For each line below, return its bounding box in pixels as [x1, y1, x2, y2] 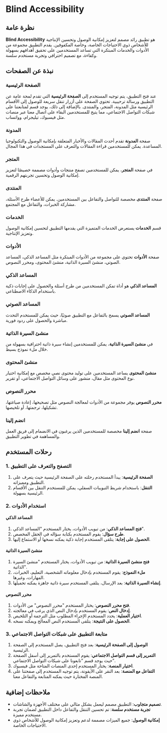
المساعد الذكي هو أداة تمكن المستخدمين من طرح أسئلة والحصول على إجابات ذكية [5, 283, 157, 289]
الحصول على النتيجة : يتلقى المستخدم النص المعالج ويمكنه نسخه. [12, 618, 131, 624]
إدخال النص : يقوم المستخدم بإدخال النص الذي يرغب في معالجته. [12, 608, 131, 614]
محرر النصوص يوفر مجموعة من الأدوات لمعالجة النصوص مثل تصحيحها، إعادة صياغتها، [5, 399, 162, 405]
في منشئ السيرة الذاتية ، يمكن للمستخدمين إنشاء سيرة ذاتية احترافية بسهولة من [5, 341, 153, 347]
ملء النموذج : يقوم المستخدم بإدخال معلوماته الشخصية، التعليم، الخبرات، [12, 569, 146, 575]
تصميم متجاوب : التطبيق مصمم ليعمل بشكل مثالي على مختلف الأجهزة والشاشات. [12, 701, 162, 707]
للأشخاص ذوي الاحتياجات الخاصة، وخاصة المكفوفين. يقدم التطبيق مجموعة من [5, 42, 149, 48]
